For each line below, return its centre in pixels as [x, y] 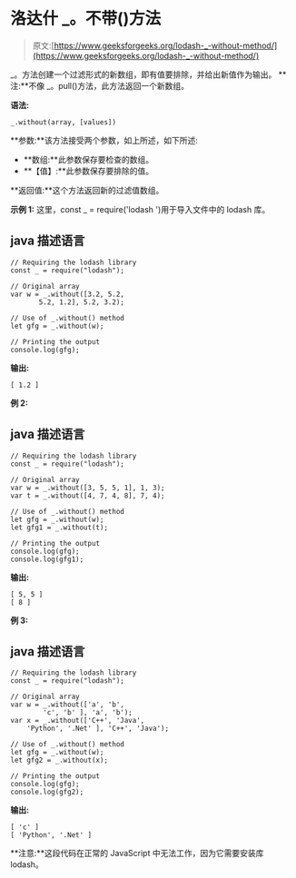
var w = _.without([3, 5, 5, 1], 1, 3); [88, 488]
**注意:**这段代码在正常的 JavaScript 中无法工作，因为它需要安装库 [137, 853]
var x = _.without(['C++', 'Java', [78, 721]
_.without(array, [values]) [64, 122]
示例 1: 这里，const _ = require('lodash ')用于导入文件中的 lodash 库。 [140, 209]
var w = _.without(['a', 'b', [68, 705]
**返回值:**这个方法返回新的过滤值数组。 [87, 190]
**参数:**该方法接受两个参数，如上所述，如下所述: [104, 140]
